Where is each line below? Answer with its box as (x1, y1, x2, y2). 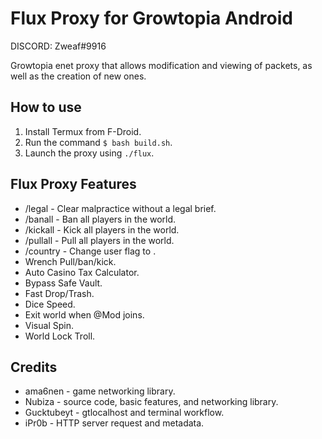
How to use (10, 99, 82, 116)
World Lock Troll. (24, 330, 96, 342)
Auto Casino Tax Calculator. (24, 266, 140, 278)
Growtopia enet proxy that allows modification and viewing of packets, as (10, 59, 313, 71)
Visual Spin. (24, 319, 74, 331)
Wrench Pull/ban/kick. (24, 255, 117, 267)
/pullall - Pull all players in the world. (24, 234, 175, 246)
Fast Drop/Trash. (24, 287, 95, 299)
